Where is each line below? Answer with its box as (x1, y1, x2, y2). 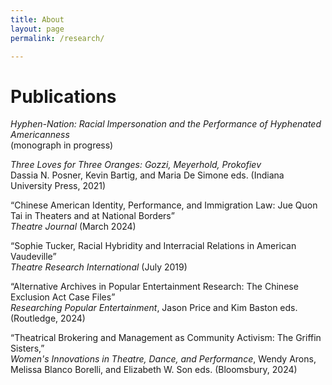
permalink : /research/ (10, 33, 105, 43)
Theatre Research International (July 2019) (10, 261, 188, 273)
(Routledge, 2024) (10, 312, 86, 325)
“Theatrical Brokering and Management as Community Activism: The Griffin (10, 332, 322, 344)
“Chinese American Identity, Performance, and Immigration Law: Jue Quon (10, 199, 318, 211)
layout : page (10, 24, 65, 34)
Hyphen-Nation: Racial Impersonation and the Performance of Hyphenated (10, 118, 322, 130)
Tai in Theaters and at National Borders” (10, 210, 175, 222)
